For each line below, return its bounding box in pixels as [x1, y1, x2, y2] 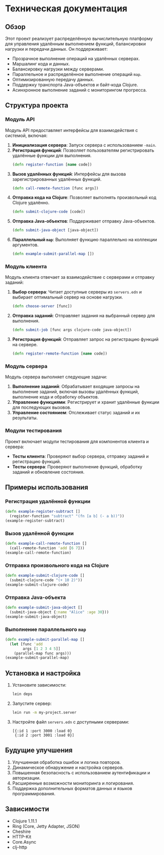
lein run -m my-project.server [12, 710, 77, 715]
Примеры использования [5, 483, 89, 492]
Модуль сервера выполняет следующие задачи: [5, 374, 107, 380]
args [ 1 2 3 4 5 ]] [23, 646, 61, 651]
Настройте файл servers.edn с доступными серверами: [12, 719, 130, 724]
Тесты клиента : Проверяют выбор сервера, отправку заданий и [12, 453, 149, 459]
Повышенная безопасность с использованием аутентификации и [12, 769, 150, 776]
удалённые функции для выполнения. [12, 152, 92, 158]
